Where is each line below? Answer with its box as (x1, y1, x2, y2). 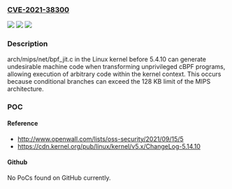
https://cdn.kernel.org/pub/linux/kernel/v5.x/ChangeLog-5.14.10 (17, 142, 201, 151)
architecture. (7, 84, 44, 93)
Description (7, 39, 48, 49)
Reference (7, 119, 38, 128)
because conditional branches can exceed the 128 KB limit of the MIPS (7, 77, 211, 85)
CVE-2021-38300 (7, 5, 70, 15)
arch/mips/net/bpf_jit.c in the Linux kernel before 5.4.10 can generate (7, 54, 206, 63)
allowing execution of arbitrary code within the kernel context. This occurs (7, 70, 222, 78)
